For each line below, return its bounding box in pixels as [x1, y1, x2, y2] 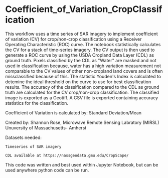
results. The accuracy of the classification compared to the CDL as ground [5, 84, 159, 90]
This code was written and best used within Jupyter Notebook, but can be [5, 161, 158, 167]
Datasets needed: [5, 134, 42, 140]
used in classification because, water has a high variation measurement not [5, 63, 161, 69]
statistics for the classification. [5, 100, 69, 106]
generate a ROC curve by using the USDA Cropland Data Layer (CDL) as [5, 52, 154, 58]
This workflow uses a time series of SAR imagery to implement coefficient [5, 31, 158, 37]
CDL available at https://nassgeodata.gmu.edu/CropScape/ [5, 153, 129, 158]
